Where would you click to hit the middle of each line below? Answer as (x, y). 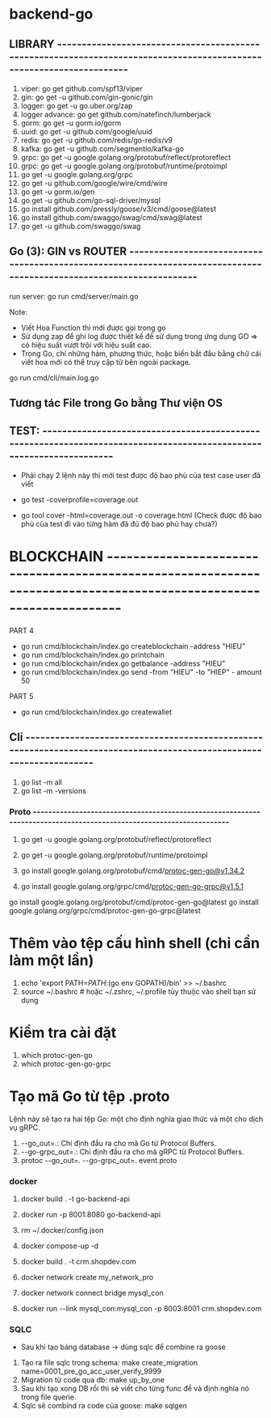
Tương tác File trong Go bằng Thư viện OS (116, 403)
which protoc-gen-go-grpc (66, 1064)
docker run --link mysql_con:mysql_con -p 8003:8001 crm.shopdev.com (141, 1309)
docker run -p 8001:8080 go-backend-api (90, 1215)
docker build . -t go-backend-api (75, 1199)
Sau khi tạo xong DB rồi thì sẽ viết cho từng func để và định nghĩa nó (135, 1389)
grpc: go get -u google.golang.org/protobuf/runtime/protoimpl (124, 166)
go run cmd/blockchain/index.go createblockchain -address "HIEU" (133, 646)
